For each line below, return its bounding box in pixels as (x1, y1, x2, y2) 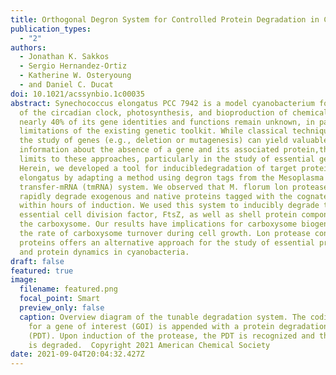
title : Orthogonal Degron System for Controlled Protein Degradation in (10, 14, 320, 25)
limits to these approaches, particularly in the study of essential (19, 154, 315, 164)
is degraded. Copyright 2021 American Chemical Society (28, 340, 271, 350)
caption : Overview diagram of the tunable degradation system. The (19, 312, 307, 322)
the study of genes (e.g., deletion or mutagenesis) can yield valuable (19, 136, 329, 146)
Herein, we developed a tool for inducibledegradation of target (19, 163, 298, 173)
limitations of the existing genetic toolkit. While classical (19, 126, 288, 136)
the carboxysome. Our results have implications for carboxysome (19, 219, 298, 230)
